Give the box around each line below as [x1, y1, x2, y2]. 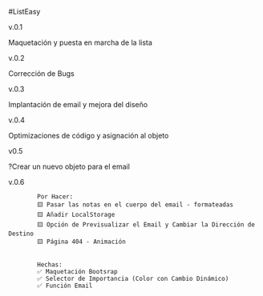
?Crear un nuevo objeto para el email [8, 162, 131, 171]
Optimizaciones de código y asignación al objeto [8, 131, 169, 140]
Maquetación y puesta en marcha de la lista [8, 38, 152, 47]
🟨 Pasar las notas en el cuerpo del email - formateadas [37, 201, 234, 209]
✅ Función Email [37, 282, 93, 290]
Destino [8, 230, 34, 238]
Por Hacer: [37, 193, 74, 201]
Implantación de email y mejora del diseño [8, 100, 148, 109]
